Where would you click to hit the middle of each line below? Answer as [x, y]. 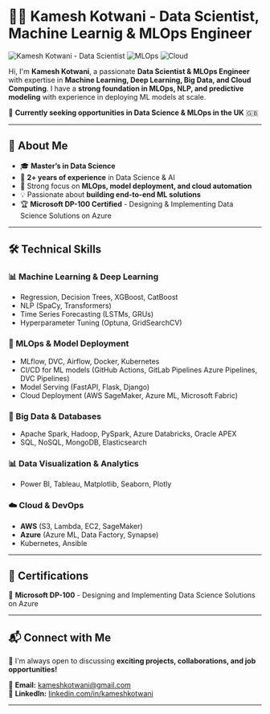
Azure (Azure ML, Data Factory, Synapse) [89, 535]
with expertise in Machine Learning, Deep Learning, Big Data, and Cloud [130, 80]
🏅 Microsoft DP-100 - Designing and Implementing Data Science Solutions [132, 595]
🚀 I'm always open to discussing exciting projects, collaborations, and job [132, 661]
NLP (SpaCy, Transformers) [66, 306]
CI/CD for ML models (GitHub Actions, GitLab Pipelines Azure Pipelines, [139, 370]
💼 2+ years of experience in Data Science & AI [97, 177]
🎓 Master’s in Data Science [67, 166]
